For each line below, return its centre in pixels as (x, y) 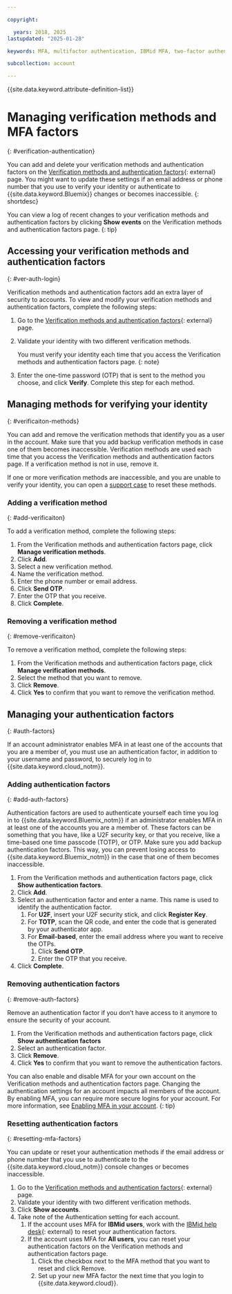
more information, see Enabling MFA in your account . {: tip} (91, 1106)
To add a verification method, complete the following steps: (91, 531)
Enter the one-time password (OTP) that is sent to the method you (111, 375)
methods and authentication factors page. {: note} (88, 361)
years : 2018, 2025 (40, 32)
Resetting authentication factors (63, 1124)
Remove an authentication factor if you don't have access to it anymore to (112, 1012)
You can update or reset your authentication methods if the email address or (116, 1152)
